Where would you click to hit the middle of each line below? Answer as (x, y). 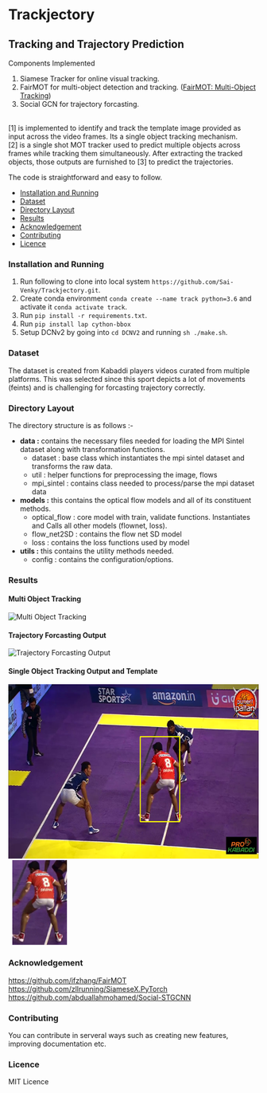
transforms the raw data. (72, 466)
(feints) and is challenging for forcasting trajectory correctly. (107, 387)
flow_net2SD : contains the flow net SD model (107, 534)
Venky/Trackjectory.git (59, 291)
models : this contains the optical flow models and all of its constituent (135, 500)
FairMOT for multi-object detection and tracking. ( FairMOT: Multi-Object (138, 87)
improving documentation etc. (58, 1044)
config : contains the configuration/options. (103, 559)
